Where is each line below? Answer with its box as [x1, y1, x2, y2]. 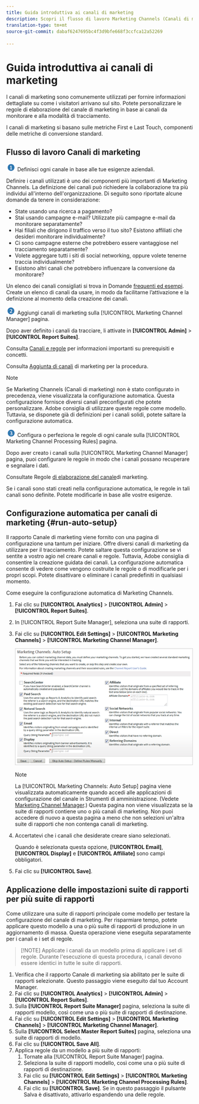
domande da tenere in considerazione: [6, 196, 101, 203]
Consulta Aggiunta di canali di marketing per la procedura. [6, 363, 149, 370]
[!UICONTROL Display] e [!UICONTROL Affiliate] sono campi [14, 850, 165, 857]
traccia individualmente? [14, 258, 75, 265]
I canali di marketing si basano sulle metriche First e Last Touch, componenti [6, 124, 194, 131]
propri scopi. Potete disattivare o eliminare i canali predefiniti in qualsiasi [6, 571, 183, 578]
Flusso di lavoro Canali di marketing [6, 147, 141, 158]
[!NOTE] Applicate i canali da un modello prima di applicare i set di [20, 946, 182, 954]
